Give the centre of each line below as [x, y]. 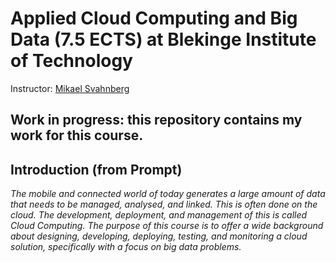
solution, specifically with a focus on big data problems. [126, 247]
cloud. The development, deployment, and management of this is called [159, 215]
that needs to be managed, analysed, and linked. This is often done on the [164, 204]
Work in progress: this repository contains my [156, 120]
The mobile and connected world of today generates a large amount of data [168, 194]
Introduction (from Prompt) [96, 169]
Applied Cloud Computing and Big [154, 18]
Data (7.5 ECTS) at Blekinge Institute [163, 39]
